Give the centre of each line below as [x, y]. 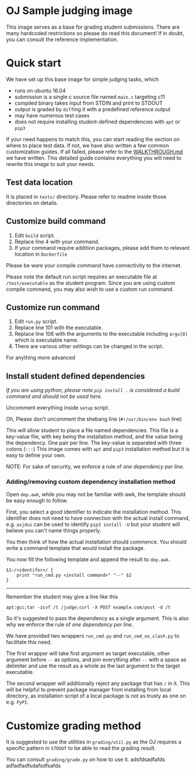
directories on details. [32, 202]
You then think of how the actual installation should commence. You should [96, 542]
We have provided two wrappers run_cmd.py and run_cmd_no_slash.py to [93, 636]
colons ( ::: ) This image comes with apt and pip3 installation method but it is [98, 449]
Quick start [34, 63]
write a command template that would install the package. [76, 548]
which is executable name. [46, 340]
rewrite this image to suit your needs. [50, 164]
